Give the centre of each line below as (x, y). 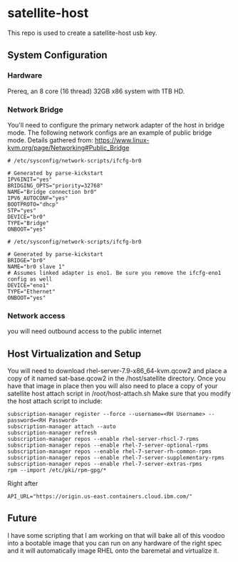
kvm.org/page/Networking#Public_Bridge (68, 147)
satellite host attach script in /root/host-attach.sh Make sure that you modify (119, 394)
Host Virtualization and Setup (74, 354)
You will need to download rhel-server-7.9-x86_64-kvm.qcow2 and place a (117, 371)
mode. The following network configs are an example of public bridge (110, 132)
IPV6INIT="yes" (30, 179)
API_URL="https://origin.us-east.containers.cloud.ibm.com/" (100, 496)
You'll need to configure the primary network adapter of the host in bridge (116, 125)
